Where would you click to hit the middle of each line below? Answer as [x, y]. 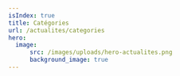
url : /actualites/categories [57, 30]
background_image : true [69, 60]
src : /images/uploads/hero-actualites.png [101, 52]
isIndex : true [32, 15]
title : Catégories [39, 23]
